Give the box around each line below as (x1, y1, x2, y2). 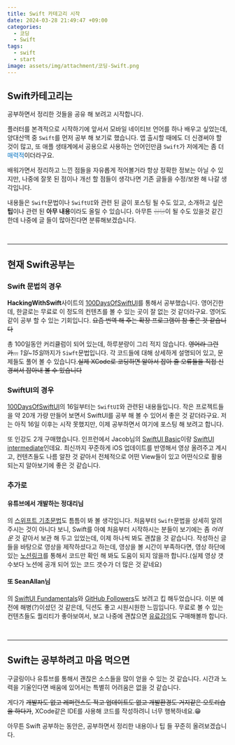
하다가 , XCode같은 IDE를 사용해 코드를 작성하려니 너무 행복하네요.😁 (14, 706, 201, 715)
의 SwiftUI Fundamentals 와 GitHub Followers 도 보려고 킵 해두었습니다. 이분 (7, 594, 217, 603)
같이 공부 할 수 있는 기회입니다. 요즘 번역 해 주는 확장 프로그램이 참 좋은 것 (7, 316, 208, 324)
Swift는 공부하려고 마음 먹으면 (7, 655, 130, 667)
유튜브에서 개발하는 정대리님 (7, 499, 84, 507)
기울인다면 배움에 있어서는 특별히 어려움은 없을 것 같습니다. (20, 683, 181, 691)
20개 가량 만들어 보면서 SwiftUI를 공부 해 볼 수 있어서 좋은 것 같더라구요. (22, 411, 220, 420)
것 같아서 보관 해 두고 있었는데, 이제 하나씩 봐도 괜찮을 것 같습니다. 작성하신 (14, 533, 220, 542)
